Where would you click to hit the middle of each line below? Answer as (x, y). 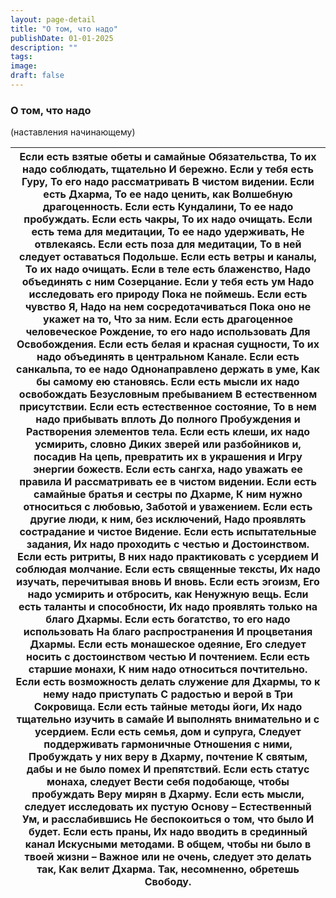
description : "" (44, 47)
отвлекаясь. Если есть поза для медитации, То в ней (168, 244)
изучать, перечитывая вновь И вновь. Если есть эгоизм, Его (168, 582)
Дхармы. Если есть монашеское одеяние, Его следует (168, 644)
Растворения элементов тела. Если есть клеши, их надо (168, 432)
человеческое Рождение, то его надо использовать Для (168, 332)
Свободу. (168, 882)
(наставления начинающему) (73, 132)
